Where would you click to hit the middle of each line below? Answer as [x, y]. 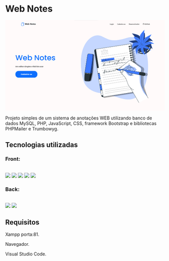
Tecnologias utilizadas [41, 145]
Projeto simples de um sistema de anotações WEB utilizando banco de [79, 118]
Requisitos [22, 222]
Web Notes [29, 9]
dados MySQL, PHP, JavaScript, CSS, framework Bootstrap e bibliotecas [81, 123]
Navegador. [17, 244]
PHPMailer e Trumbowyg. [32, 129]
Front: [13, 159]
